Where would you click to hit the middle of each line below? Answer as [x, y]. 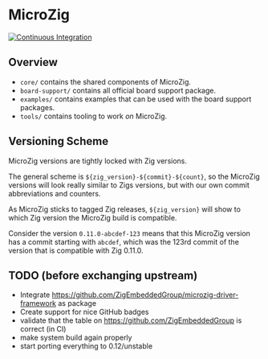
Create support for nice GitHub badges [85, 312]
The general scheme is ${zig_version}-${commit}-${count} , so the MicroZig [134, 176]
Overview [33, 62]
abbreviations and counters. [55, 193]
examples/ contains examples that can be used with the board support [136, 99]
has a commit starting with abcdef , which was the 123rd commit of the [124, 241]
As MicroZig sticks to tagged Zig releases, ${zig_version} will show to [124, 209]
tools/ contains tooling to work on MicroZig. [93, 116]
